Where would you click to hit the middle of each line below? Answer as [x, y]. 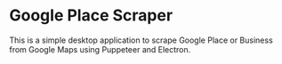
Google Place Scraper [91, 16]
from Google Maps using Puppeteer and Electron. [100, 49]
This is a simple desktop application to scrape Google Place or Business [141, 40]
